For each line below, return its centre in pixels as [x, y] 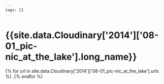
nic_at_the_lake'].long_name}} [71, 57]
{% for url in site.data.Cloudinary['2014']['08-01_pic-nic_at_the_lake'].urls [82, 71]
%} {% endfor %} [24, 76]
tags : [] [14, 10]
